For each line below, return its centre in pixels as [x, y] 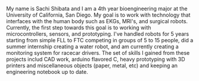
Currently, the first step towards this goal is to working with [79, 27]
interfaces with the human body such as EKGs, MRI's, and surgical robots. [97, 21]
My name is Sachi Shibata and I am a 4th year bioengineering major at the [97, 9]
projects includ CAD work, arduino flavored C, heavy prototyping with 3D [96, 59]
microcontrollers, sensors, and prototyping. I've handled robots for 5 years [98, 34]
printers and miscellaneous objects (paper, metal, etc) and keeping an [92, 66]
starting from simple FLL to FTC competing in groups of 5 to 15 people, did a [100, 40]
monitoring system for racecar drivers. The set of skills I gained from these [98, 53]
